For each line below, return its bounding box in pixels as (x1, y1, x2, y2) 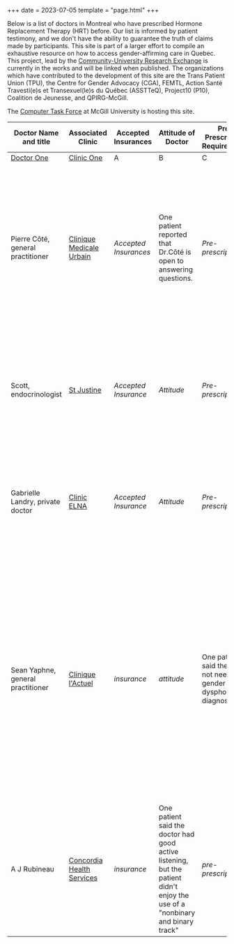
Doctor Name (13, 128, 59, 138)
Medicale (68, 243, 100, 252)
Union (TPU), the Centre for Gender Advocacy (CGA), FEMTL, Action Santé (7, 79, 223, 87)
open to (158, 256, 185, 265)
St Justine (68, 385, 102, 394)
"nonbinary (158, 908, 196, 917)
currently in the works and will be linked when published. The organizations (7, 64, 224, 72)
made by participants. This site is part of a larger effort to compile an (7, 42, 205, 50)
